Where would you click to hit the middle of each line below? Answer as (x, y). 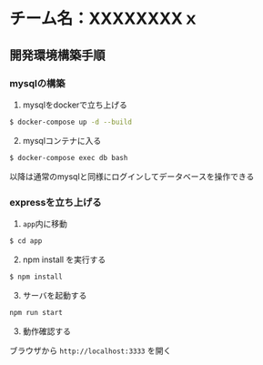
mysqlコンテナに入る (62, 140)
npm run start (36, 312)
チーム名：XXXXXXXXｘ (104, 19)
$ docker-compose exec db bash (69, 157)
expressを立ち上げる (56, 202)
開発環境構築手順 (57, 55)
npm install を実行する (64, 259)
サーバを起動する (55, 295)
